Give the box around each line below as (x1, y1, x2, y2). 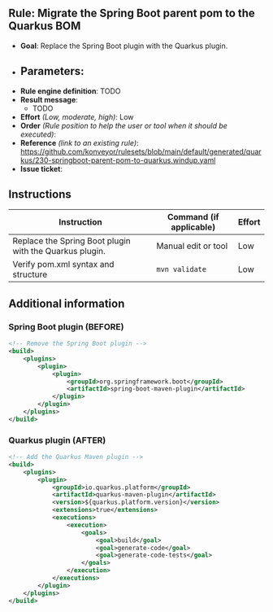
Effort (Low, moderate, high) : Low (19, 111, 134, 121)
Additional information (8, 296, 125, 310)
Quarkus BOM (8, 20, 81, 33)
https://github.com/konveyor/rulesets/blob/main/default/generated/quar (19, 146, 262, 156)
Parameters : (19, 64, 84, 78)
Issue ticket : (19, 164, 63, 173)
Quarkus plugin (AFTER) (8, 435, 106, 446)
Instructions (8, 187, 71, 202)
